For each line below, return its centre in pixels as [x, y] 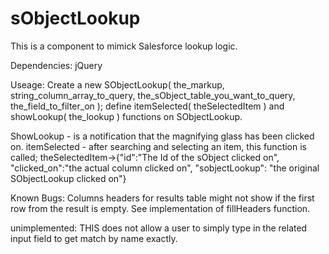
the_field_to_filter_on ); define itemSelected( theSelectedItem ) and [147, 106]
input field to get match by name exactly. [94, 238]
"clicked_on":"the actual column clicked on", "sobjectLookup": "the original [165, 168]
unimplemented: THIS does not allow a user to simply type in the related [159, 228]
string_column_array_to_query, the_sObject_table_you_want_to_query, [153, 95]
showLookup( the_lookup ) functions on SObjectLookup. [126, 116]
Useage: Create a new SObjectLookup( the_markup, [117, 84]
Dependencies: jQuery [56, 65]
